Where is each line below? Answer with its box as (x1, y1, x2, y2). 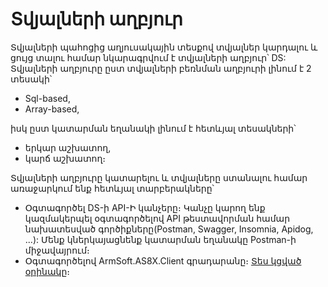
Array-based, (24, 103, 80, 115)
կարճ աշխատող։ (24, 152, 106, 164)
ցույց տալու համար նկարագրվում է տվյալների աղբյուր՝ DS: (10, 51, 287, 63)
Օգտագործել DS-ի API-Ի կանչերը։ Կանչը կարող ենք (24, 201, 266, 213)
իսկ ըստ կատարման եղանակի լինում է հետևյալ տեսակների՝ (10, 122, 297, 134)
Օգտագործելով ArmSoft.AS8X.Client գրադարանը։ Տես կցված (24, 254, 302, 267)
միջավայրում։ (24, 244, 90, 256)
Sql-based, (24, 92, 71, 104)
